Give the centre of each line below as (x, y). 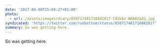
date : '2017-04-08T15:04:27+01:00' (41, 9)
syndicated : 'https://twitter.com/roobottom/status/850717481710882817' (81, 23)
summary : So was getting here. (37, 28)
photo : (12, 14)
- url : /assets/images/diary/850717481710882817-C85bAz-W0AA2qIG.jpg (82, 18)
